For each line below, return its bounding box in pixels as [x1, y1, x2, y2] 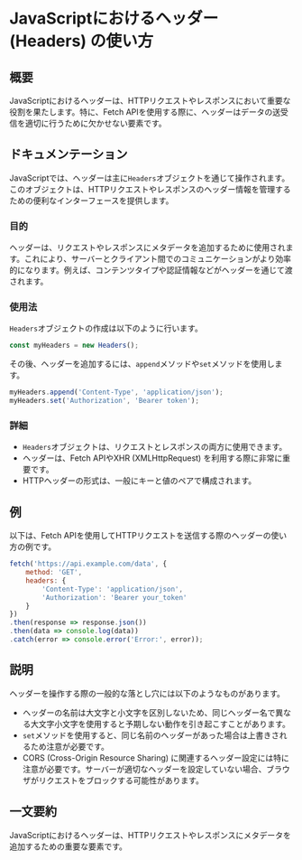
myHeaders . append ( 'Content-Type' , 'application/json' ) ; [9, 388, 224, 397]
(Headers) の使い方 [9, 31, 154, 51]
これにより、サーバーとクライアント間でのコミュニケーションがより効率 [23, 254, 291, 265]
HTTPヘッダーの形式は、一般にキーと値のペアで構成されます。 [22, 475, 257, 486]
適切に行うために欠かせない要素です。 [24, 118, 167, 128]
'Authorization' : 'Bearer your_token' [41, 593, 188, 602]
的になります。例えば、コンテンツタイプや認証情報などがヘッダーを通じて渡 [9, 265, 293, 276]
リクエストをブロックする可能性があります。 [38, 774, 205, 786]
